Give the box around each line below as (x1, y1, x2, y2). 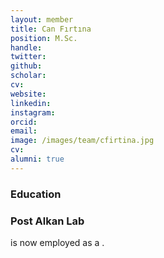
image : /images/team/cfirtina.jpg (10, 136, 155, 146)
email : (10, 126, 38, 136)
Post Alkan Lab (10, 214, 85, 228)
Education (10, 187, 62, 201)
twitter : (10, 52, 47, 62)
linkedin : (10, 98, 52, 108)
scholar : (10, 71, 47, 81)
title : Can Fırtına (10, 24, 92, 34)
